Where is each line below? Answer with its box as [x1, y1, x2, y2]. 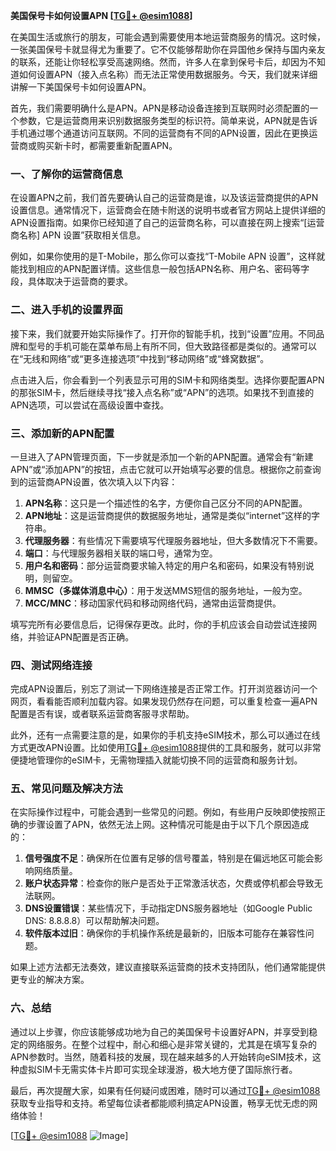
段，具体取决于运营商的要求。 [10, 275, 133, 288]
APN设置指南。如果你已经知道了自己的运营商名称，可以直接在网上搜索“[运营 [10, 217, 325, 229]
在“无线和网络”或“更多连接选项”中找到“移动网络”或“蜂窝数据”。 [10, 352, 270, 364]
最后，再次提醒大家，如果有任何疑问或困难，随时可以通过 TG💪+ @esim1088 [10, 1084, 321, 1096]
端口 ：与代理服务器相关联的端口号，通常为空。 [24, 547, 218, 559]
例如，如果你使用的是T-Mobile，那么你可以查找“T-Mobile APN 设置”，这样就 [10, 250, 326, 263]
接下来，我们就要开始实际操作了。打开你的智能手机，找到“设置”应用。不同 [10, 327, 317, 339]
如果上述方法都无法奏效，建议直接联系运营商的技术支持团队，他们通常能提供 [10, 961, 326, 973]
